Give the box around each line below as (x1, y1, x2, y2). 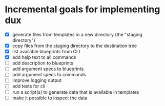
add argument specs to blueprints (12, 66, 84, 72)
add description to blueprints (12, 60, 74, 66)
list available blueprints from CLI (12, 49, 80, 55)
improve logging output (12, 77, 62, 83)
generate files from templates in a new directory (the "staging (12, 31, 143, 37)
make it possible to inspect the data (12, 95, 88, 101)
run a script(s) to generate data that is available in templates (12, 89, 139, 95)
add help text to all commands (12, 54, 76, 60)
